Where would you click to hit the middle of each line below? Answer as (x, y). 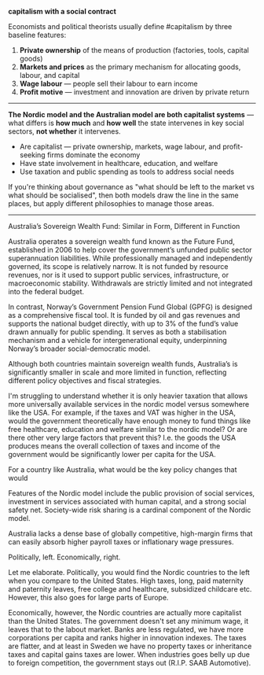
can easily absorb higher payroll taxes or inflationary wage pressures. (121, 542)
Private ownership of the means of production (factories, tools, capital (134, 50)
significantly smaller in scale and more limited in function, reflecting (117, 372)
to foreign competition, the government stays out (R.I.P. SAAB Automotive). (130, 663)
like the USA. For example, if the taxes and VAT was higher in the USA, (122, 413)
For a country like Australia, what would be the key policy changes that (123, 470)
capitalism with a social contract (62, 11)
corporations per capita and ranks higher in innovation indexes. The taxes (127, 638)
